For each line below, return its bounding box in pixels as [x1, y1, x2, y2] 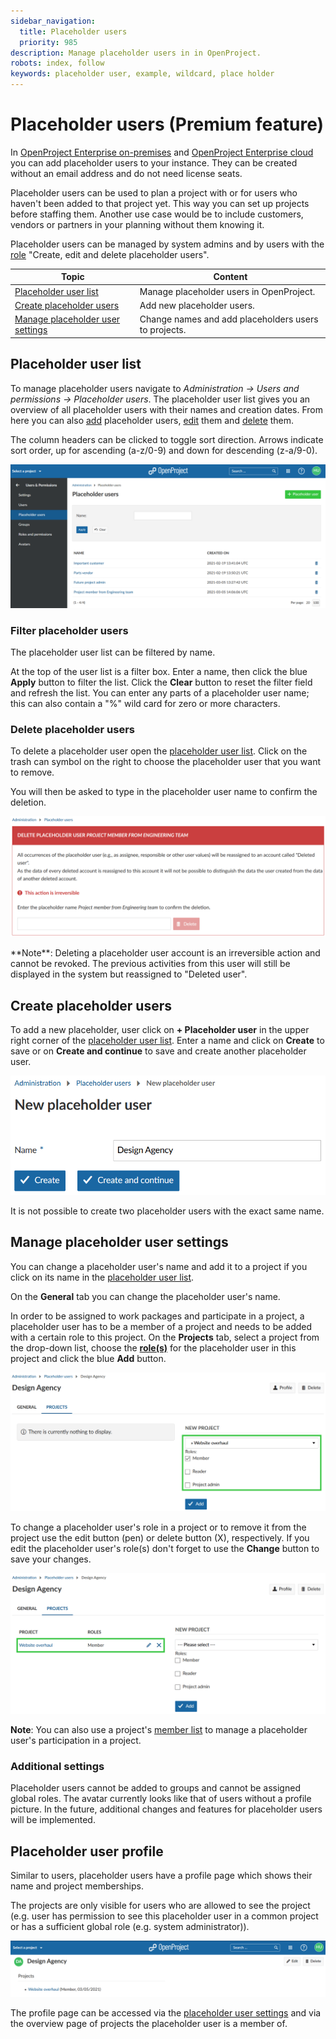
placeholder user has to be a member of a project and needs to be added [10, 1320, 313, 1332]
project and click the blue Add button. [10, 1352, 167, 1364]
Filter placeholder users [10, 623, 129, 637]
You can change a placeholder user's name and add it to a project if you [10, 1260, 308, 1272]
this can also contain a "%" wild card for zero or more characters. [10, 698, 281, 710]
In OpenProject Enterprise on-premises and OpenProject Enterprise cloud [10, 146, 314, 158]
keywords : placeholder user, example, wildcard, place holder [10, 69, 275, 79]
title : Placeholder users [19, 26, 128, 37]
